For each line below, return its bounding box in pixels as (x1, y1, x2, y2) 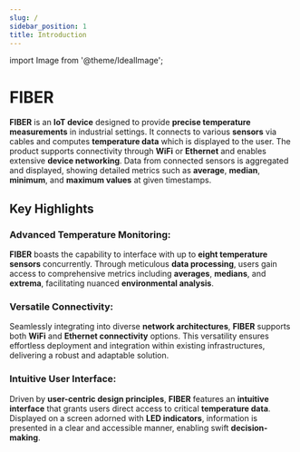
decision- (230, 422, 268, 433)
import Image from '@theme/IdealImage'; (9, 55, 163, 66)
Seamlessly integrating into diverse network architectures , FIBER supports (9, 321, 291, 332)
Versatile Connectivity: (9, 300, 113, 313)
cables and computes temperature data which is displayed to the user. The (9, 136, 292, 147)
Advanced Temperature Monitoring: (9, 228, 171, 241)
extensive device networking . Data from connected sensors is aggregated (9, 155, 289, 166)
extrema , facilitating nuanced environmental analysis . (9, 278, 215, 289)
